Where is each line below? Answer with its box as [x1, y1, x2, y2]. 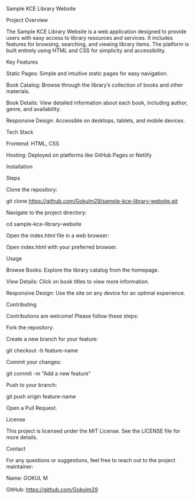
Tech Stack [6, 129, 34, 135]
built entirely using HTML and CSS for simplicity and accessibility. [6, 47, 167, 54]
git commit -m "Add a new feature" [6, 370, 91, 377]
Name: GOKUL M [6, 475, 48, 481]
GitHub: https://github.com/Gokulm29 [6, 486, 99, 493]
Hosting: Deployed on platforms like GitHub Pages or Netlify [6, 151, 152, 158]
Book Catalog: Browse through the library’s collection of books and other [6, 81, 183, 88]
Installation [6, 163, 33, 170]
